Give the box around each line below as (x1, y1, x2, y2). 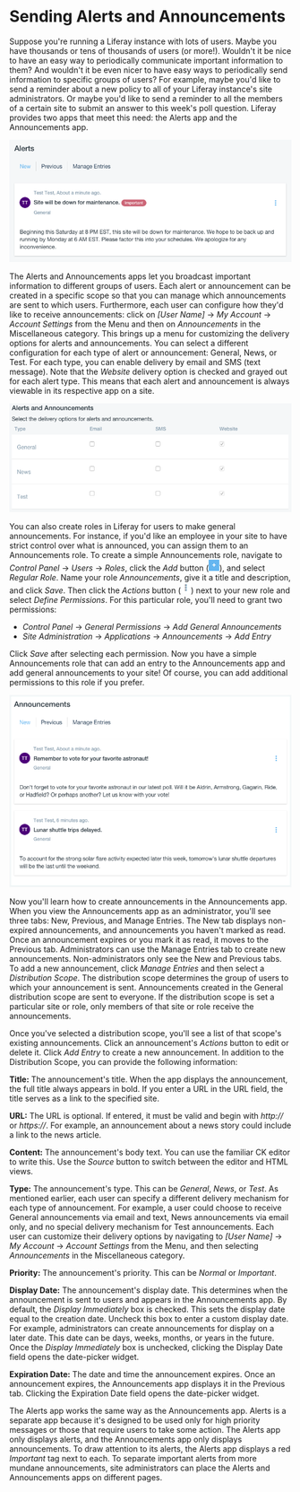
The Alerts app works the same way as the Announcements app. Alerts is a (9, 1405, 287, 1416)
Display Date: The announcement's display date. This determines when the (9, 1285, 288, 1296)
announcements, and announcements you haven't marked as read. (39, 924, 287, 935)
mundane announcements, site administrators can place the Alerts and (9, 1462, 270, 1473)
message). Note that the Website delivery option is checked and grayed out (9, 366, 288, 377)
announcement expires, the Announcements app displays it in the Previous (9, 1378, 286, 1389)
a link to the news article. (9, 1129, 102, 1140)
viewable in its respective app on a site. (9, 386, 155, 396)
